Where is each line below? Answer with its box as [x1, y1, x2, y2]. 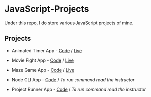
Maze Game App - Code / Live [11, 67, 75, 73]
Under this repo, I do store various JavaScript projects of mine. [4, 20, 134, 26]
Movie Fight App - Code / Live [11, 57, 74, 63]
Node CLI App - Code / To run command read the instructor [11, 76, 135, 83]
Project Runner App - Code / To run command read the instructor [11, 86, 146, 92]
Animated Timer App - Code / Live [11, 47, 82, 53]
